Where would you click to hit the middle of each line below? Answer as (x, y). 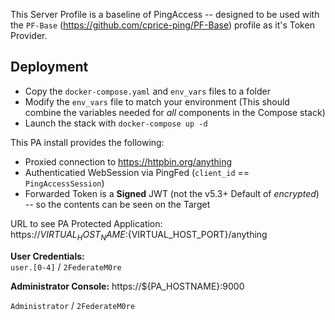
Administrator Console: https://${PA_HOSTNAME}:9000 (127, 286)
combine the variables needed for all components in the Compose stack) (175, 112)
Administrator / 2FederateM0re (73, 305)
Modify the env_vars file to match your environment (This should (157, 101)
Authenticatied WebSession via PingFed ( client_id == (137, 172)
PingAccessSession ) (64, 183)
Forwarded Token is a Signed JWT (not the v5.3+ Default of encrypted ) (172, 193)
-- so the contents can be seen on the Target (117, 204)
